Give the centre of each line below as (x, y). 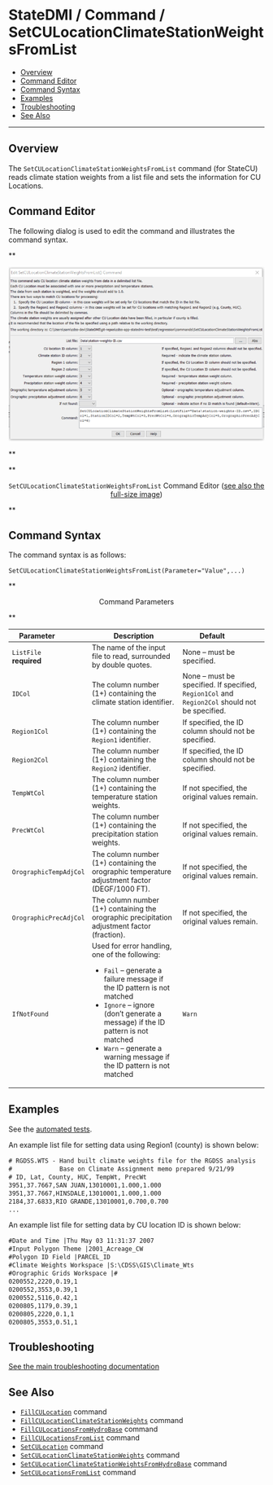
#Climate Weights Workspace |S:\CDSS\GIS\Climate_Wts (102, 1265)
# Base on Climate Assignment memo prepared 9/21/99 (121, 1169)
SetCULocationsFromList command (78, 1473)
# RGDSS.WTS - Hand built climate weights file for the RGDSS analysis (132, 1161)
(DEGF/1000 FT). (121, 889)
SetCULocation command (62, 1447)
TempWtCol (28, 793)
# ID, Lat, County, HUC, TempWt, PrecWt (78, 1177)
